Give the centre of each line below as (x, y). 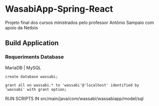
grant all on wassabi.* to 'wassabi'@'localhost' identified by (72, 85)
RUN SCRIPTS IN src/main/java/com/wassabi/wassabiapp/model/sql (74, 98)
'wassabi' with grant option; (36, 89)
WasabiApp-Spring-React (59, 9)
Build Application (32, 43)
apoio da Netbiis (22, 27)
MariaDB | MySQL (23, 67)
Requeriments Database (35, 57)
